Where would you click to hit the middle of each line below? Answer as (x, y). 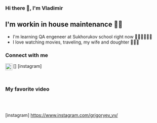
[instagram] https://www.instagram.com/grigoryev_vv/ (62, 115)
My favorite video (27, 89)
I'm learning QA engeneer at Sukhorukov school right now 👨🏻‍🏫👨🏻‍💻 (82, 36)
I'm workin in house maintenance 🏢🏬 (64, 25)
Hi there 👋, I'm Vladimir (34, 8)
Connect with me (27, 55)
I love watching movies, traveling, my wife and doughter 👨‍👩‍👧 (76, 42)
